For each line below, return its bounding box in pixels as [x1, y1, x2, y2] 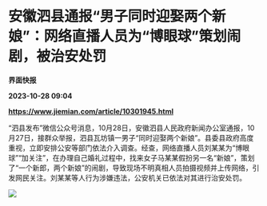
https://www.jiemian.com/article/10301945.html [8, 106, 174, 116]
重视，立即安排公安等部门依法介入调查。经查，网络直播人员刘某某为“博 [8, 143, 243, 153]
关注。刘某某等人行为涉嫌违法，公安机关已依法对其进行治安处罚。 [29, 172, 246, 182]
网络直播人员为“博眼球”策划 [43, 27, 227, 46]
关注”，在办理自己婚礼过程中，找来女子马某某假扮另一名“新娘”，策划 [28, 153, 255, 162]
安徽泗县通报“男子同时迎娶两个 [8, 7, 213, 26]
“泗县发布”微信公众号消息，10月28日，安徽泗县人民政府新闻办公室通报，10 [8, 123, 255, 133]
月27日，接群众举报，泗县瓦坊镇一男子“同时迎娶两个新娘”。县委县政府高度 [8, 133, 254, 142]
